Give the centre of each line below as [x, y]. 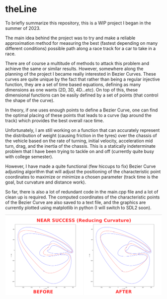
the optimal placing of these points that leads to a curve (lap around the [78, 115]
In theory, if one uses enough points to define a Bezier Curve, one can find [82, 110]
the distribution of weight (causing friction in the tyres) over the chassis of [81, 135]
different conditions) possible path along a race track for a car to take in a [81, 48]
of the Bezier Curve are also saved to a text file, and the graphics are [76, 202]
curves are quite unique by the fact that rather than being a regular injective [83, 79]
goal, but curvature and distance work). [45, 182]
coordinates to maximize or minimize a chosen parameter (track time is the [82, 177]
